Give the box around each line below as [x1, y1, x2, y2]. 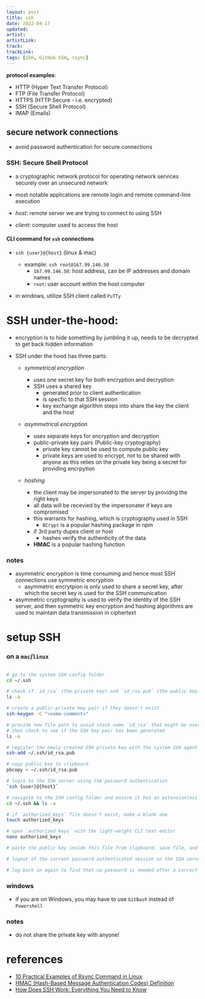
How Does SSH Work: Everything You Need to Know [15, 986, 147, 993]
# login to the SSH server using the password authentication [6, 778, 168, 784]
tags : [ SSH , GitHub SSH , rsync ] [6, 55, 88, 61]
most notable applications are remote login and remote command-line [15, 191, 191, 198]
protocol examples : [6, 71, 57, 78]
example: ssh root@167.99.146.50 [24, 260, 109, 268]
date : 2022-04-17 [6, 20, 51, 26]
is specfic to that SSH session [42, 395, 118, 403]
